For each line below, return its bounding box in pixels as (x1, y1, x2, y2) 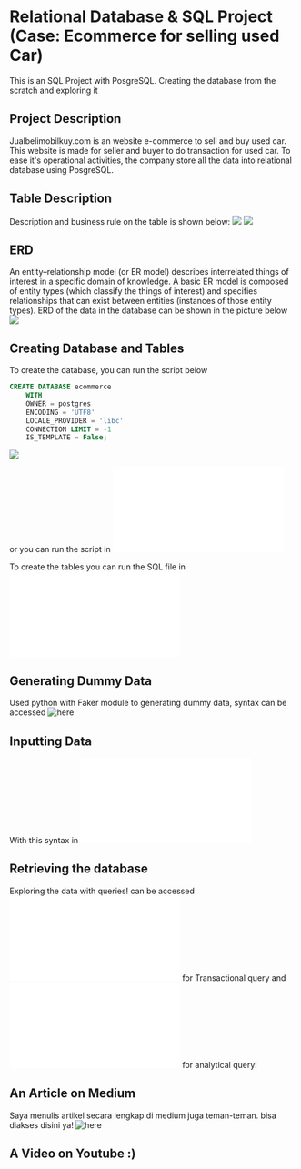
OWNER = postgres (25, 398, 92, 408)
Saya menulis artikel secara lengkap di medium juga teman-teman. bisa (9, 1110, 277, 1121)
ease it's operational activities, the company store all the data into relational (9, 155, 293, 166)
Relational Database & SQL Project (9, 6, 273, 27)
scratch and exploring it (9, 85, 98, 96)
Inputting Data (9, 733, 93, 749)
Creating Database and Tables (9, 340, 185, 356)
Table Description (9, 191, 112, 207)
